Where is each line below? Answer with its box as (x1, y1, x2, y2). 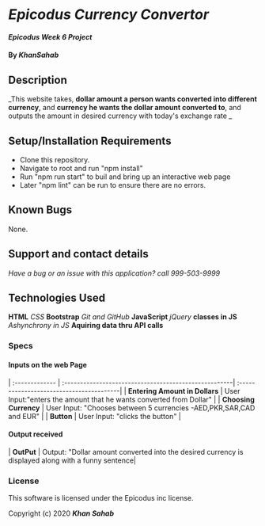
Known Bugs (8, 204, 73, 217)
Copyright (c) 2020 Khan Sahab (8, 509, 115, 518)
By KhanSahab (8, 50, 59, 60)
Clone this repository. (19, 155, 90, 164)
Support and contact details (8, 247, 149, 261)
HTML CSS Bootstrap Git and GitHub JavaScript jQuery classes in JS (8, 312, 237, 322)
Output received (8, 429, 63, 439)
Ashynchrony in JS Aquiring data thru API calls (8, 321, 164, 330)
